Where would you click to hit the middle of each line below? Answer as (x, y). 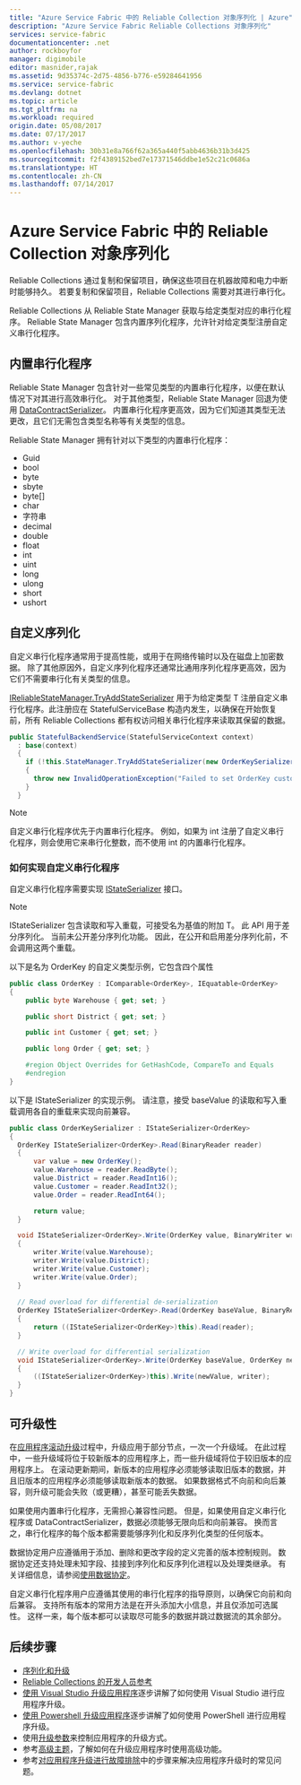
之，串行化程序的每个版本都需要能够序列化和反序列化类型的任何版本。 (139, 1533)
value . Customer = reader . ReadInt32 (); (105, 1186)
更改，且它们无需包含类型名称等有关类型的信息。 (99, 420)
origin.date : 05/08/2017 (56, 126)
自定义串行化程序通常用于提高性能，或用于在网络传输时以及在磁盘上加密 (142, 656)
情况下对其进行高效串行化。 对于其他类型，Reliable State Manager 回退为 (145, 398)
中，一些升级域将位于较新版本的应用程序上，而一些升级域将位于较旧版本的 (146, 1458)
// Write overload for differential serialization (114, 1352)
